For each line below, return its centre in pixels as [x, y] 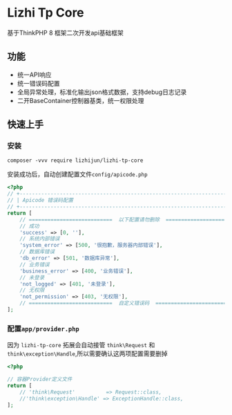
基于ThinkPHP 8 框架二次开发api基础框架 [66, 33]
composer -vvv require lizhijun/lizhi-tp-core [75, 160]
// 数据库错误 [37, 252]
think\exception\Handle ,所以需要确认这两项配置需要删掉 [87, 353]
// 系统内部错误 [40, 239]
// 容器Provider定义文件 [40, 379]
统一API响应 [34, 75]
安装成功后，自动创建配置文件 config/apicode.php [77, 174]
